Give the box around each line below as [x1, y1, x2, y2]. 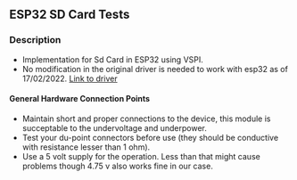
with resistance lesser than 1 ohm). [21, 142, 151, 152]
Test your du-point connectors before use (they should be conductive [21, 132, 279, 143]
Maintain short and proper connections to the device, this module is [21, 113, 271, 124]
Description [9, 34, 62, 46]
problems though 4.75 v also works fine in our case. [21, 160, 214, 171]
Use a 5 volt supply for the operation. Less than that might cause [21, 151, 260, 161]
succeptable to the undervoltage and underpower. [21, 122, 207, 133]
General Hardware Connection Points [9, 94, 150, 104]
